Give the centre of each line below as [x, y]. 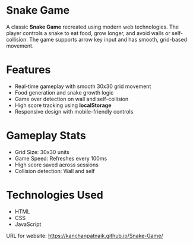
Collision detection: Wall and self [55, 171]
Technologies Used [55, 195]
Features [29, 70]
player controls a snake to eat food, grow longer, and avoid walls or [88, 33]
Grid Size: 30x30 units [42, 152]
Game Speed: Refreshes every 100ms [61, 158]
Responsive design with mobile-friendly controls [74, 111]
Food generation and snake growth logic [64, 92]
